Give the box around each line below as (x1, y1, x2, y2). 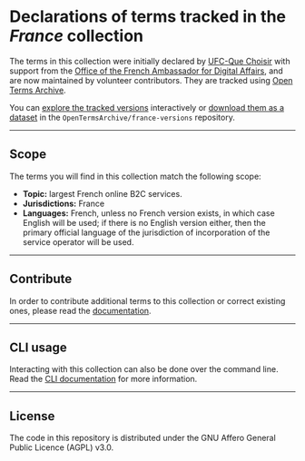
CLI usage (9, 339, 68, 355)
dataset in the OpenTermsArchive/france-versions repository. (9, 112, 236, 123)
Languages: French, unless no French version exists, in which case (22, 207, 275, 219)
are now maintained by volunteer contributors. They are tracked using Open (9, 74, 293, 85)
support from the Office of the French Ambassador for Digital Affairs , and (9, 65, 283, 76)
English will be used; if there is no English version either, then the (22, 217, 266, 228)
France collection (9, 25, 143, 46)
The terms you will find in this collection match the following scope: (9, 171, 261, 181)
